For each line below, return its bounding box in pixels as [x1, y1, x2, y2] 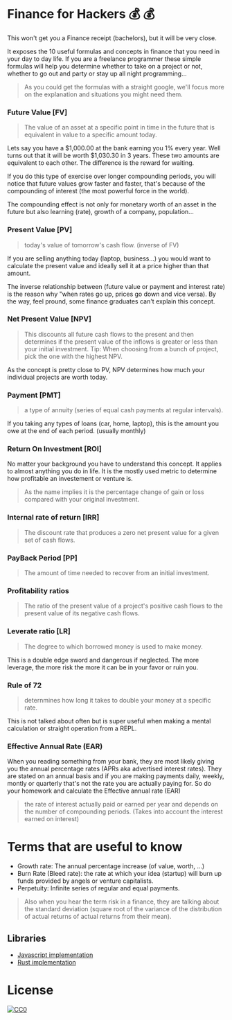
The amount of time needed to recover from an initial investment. [24, 569, 210, 577]
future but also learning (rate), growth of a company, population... [7, 208, 194, 216]
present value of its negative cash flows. [24, 609, 140, 617]
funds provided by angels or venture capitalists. [17, 877, 154, 885]
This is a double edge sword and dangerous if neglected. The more [7, 656, 199, 664]
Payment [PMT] [7, 390, 61, 400]
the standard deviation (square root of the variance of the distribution [24, 905, 222, 913]
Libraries [7, 932, 46, 944]
